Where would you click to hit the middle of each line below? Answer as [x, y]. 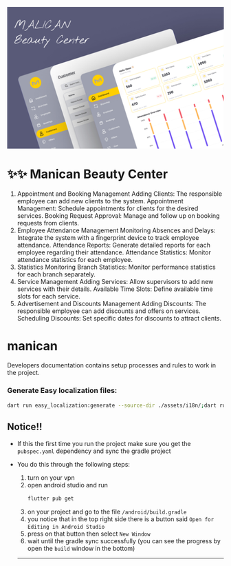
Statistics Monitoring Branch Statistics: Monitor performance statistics [116, 267]
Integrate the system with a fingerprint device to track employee [108, 237]
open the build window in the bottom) [81, 548]
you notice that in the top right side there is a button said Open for [121, 519]
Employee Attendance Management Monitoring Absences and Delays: [116, 230]
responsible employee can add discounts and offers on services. [109, 311]
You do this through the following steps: [74, 464]
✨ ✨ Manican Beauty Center [88, 174]
